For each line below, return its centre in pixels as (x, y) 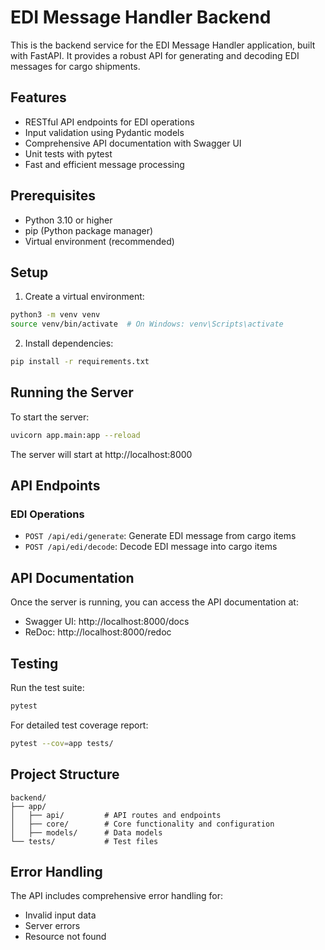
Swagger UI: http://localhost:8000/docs (107, 622)
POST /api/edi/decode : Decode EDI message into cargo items (151, 547)
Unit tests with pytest (68, 153)
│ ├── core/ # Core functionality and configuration (142, 824)
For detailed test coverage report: (79, 725)
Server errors (52, 926)
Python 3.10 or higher (68, 220)
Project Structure (65, 774)
